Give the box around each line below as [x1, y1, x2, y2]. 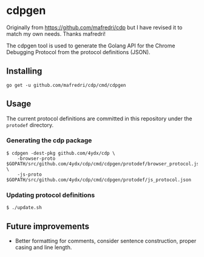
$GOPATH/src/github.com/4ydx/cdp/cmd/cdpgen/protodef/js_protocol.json [6, 177, 191, 183]
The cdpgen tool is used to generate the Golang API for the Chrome [6, 42, 175, 49]
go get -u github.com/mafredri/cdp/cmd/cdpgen [6, 82, 126, 88]
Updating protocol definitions [6, 191, 95, 199]
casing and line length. [15, 244, 72, 251]
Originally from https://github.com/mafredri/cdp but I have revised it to [6, 24, 183, 31]
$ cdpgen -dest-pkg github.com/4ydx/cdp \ [6, 150, 115, 156]
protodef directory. [6, 121, 53, 128]
